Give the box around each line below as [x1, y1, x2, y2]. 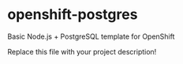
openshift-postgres [7, 6, 138, 24]
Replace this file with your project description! [7, 47, 157, 56]
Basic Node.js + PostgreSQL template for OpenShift [7, 32, 175, 41]
